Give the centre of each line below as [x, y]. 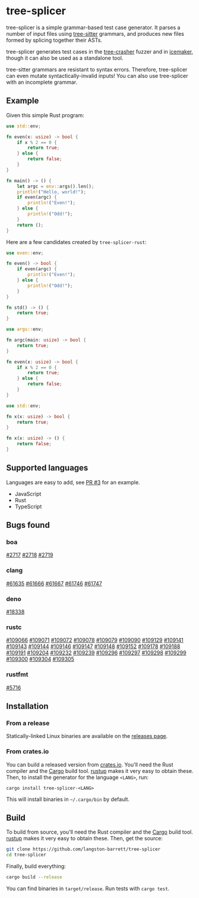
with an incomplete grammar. [42, 82]
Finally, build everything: [36, 866]
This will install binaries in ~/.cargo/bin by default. [68, 799]
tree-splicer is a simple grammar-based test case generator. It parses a [93, 27]
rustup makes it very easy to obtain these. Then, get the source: [85, 838]
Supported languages [47, 468]
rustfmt [17, 675]
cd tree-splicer [26, 855]
